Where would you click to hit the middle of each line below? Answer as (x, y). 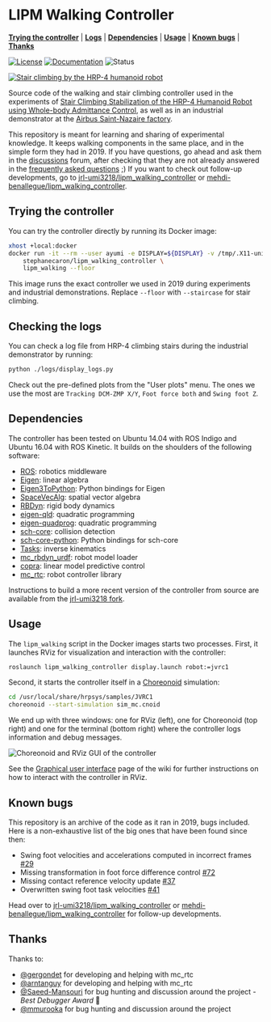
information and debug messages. (65, 737)
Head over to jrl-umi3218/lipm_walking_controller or (94, 905)
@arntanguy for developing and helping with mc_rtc (106, 983)
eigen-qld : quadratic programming (77, 514)
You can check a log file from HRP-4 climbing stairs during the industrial (128, 346)
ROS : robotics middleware (63, 471)
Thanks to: (26, 958)
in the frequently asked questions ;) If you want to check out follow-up (125, 168)
